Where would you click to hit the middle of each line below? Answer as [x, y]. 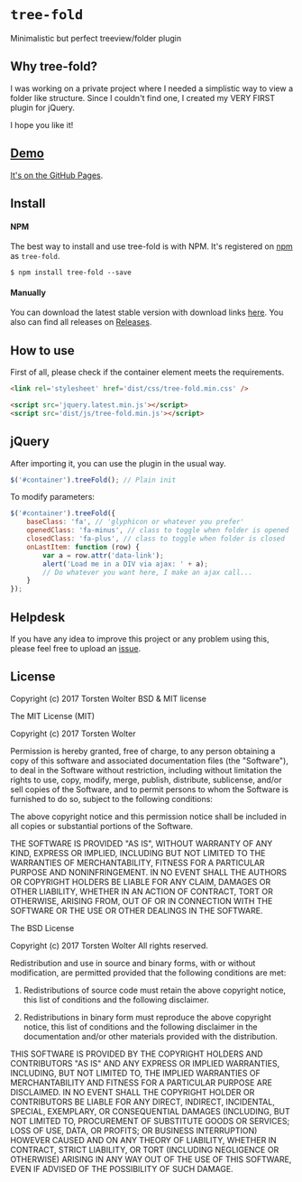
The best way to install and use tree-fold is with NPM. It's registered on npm [152, 246]
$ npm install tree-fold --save [71, 272]
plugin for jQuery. [43, 107]
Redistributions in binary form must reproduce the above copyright [147, 1017]
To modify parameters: [53, 497]
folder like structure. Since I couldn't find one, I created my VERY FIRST [143, 97]
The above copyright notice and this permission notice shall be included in [148, 816]
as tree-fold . [35, 256]
